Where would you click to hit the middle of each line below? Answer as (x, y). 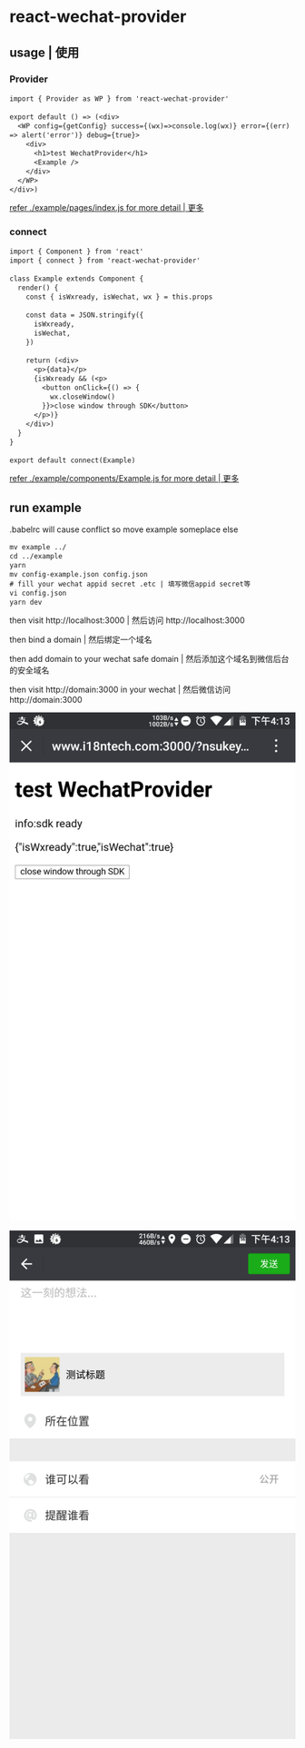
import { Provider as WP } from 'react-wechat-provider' (119, 99)
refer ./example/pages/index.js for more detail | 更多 (107, 207)
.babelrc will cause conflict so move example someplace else (124, 529)
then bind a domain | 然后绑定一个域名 (81, 639)
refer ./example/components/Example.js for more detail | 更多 (124, 479)
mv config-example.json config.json (79, 574)
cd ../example (36, 556)
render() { (38, 288)
